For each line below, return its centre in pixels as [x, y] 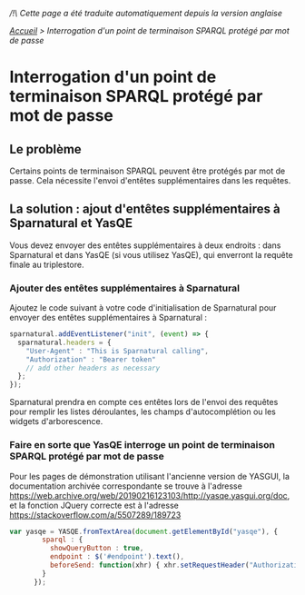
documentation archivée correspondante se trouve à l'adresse [126, 486]
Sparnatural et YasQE [71, 223]
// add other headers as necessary [93, 368]
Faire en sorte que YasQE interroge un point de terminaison [142, 445]
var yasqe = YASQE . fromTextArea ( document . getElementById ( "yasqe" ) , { [144, 531]
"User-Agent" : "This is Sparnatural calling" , [117, 351]
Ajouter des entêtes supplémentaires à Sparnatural [125, 288]
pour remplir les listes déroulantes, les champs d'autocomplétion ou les [143, 412]
